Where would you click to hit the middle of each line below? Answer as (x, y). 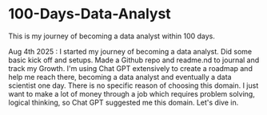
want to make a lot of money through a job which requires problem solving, (132, 93)
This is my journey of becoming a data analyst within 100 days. (112, 36)
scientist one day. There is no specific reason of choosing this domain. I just (133, 85)
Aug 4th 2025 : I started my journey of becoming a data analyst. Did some (130, 51)
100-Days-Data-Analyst (90, 14)
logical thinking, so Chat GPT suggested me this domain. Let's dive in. (124, 102)
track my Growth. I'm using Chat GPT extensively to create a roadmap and (131, 68)
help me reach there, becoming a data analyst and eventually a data (120, 77)
